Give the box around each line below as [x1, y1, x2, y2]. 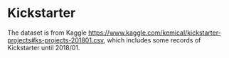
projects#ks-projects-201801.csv [7, 35, 105, 44]
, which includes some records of [103, 35, 201, 44]
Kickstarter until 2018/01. [7, 43, 80, 52]
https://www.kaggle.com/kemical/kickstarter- [87, 28, 222, 37]
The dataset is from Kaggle [7, 28, 87, 37]
